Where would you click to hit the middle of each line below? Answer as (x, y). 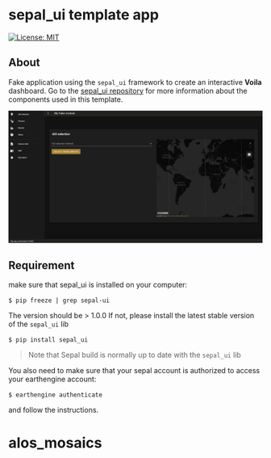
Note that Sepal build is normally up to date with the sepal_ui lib (135, 355)
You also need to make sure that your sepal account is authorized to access (134, 371)
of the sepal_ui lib (39, 324)
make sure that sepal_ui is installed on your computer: (98, 285)
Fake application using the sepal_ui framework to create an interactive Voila (135, 82)
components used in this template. (66, 99)
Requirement (42, 265)
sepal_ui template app (84, 15)
